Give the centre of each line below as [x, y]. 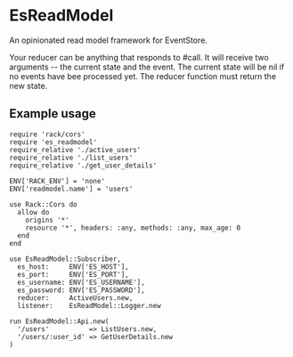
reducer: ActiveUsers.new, [75, 298]
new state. [28, 85]
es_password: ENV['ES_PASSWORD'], [81, 290]
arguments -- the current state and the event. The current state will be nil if [147, 67]
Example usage [53, 114]
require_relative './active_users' [75, 150]
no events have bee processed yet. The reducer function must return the [143, 76]
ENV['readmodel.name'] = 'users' [71, 189]
